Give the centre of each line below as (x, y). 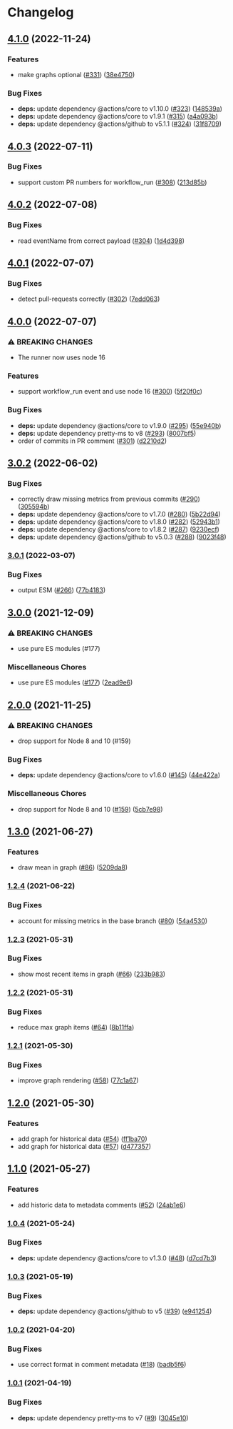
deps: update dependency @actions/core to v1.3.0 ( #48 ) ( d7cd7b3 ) (117, 1258)
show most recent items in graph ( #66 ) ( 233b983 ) (92, 974)
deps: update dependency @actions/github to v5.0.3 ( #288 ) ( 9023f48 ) (122, 537)
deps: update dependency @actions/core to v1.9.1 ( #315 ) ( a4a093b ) (118, 116)
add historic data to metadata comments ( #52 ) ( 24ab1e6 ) (102, 1205)
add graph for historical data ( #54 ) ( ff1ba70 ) (82, 1139)
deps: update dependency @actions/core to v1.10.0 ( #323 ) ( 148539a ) (120, 109)
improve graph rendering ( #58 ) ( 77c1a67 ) (78, 1080)
